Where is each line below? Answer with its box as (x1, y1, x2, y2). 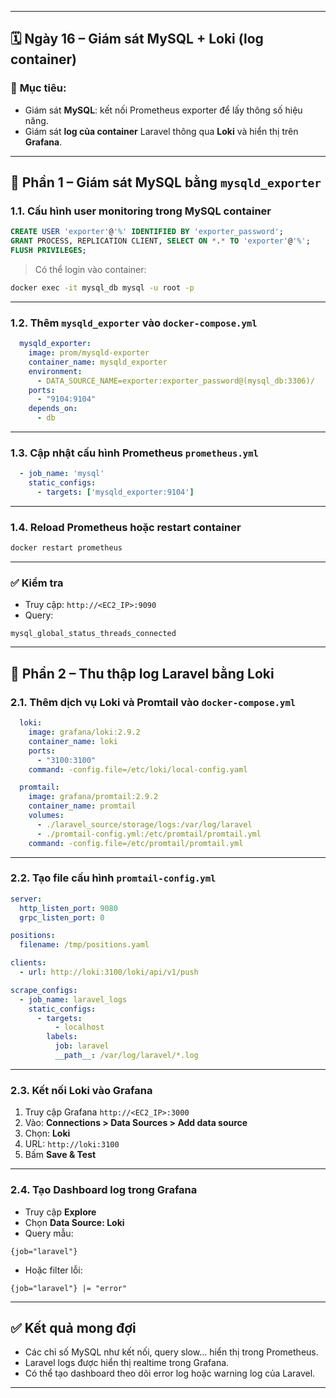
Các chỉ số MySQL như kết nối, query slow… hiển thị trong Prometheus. (24, 1346, 319, 1358)
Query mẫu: (24, 1227, 74, 1239)
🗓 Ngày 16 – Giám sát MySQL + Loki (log (10, 31, 264, 48)
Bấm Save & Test (24, 1149, 97, 1161)
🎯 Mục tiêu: (10, 81, 67, 95)
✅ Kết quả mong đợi (10, 1319, 137, 1336)
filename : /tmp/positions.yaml (19, 940, 150, 950)
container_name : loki (28, 736, 118, 746)
